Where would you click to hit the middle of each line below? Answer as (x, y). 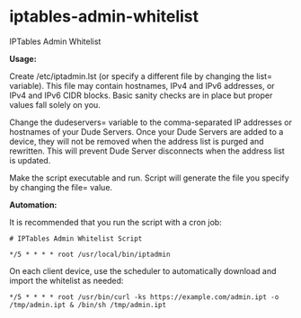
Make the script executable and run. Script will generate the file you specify (149, 178)
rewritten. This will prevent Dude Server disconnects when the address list (147, 151)
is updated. (30, 160)
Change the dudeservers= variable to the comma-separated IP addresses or (151, 122)
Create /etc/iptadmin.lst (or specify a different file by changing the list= (141, 76)
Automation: (33, 205)
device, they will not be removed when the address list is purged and (137, 141)
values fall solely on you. (55, 104)
